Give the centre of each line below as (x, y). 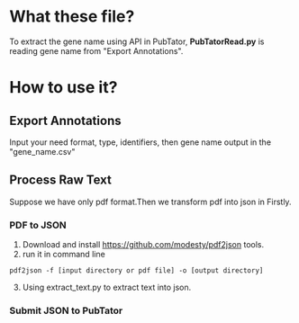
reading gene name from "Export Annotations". (96, 50)
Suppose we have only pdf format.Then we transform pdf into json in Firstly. (150, 202)
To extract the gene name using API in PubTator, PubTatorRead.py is (137, 41)
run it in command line (63, 255)
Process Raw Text (61, 180)
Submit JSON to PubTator (66, 310)
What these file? (72, 17)
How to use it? (63, 88)
